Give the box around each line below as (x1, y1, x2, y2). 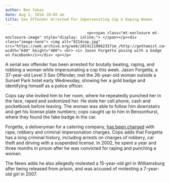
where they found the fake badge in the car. (5, 114, 97, 120)
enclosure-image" (5, 35, 42, 40)
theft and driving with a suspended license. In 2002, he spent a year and (5, 140, 157, 146)
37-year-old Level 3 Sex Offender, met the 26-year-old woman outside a (5, 72, 156, 78)
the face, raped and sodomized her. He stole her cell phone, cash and (5, 98, 151, 104)
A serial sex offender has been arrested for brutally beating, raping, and (5, 62, 155, 68)
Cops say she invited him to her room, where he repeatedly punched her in (5, 93, 161, 99)
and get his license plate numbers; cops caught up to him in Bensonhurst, (5, 109, 159, 115)
